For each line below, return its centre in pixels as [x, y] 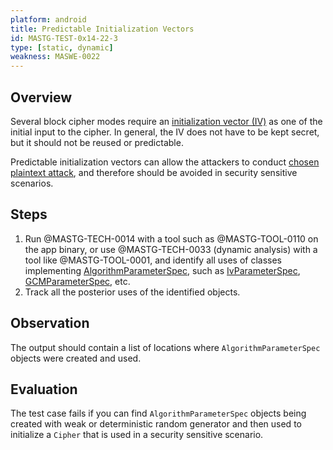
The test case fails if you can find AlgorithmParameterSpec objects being [158, 413]
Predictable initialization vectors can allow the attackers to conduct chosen [165, 162]
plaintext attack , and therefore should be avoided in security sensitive [154, 172]
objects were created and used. [76, 358]
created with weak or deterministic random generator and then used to [156, 424]
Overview [41, 97]
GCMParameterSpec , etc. [77, 281]
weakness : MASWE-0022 [55, 57]
